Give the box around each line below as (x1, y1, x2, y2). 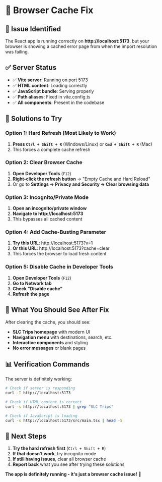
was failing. (5, 49, 29, 55)
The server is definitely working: (5, 376, 72, 382)
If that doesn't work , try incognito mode (12, 451, 97, 457)
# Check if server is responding (5, 386, 75, 391)
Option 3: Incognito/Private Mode (5, 194, 89, 201)
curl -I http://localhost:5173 (5, 391, 71, 396)
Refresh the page (12, 291, 50, 297)
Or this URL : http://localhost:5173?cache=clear (12, 245, 110, 251)
